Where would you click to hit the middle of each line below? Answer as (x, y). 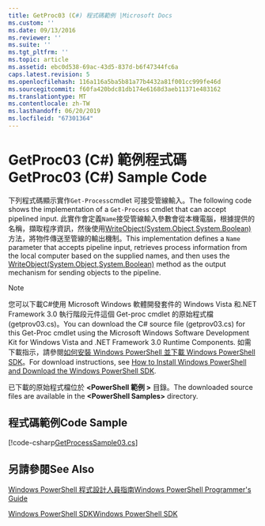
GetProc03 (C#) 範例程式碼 (98, 160)
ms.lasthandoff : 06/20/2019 (55, 112)
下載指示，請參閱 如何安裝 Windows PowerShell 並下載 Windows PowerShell (132, 352)
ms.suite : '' (30, 45)
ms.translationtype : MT (47, 96)
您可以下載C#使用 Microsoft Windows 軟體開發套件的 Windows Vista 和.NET (132, 304)
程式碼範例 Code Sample (68, 423)
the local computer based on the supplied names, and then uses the (119, 255)
